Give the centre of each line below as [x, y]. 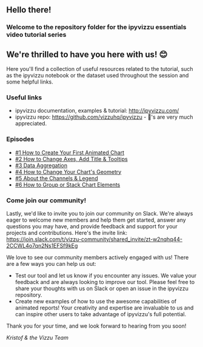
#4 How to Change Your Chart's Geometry [68, 171]
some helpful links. [30, 82]
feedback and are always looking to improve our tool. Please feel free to [105, 282]
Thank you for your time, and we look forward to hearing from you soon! [96, 326]
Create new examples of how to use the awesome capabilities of [96, 302]
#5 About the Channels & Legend [56, 178]
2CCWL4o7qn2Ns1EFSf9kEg [42, 246]
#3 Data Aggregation [41, 165]
